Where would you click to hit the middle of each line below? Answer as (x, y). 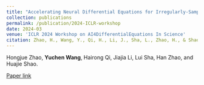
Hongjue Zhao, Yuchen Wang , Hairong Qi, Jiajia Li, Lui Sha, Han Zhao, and (100, 57)
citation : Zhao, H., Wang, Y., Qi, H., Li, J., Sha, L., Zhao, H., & (96, 40)
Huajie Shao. (22, 64)
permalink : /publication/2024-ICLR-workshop (63, 23)
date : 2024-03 (24, 29)
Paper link (19, 76)
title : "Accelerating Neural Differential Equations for (80, 12)
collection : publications (39, 18)
